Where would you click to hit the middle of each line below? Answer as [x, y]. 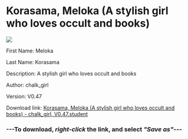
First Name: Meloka [30, 51]
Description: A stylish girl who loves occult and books [71, 73]
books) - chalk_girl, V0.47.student [47, 114]
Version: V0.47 [24, 96]
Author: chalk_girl [27, 85]
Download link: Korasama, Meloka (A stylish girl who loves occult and [90, 108]
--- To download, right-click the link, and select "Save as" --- [94, 129]
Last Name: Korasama [33, 62]
